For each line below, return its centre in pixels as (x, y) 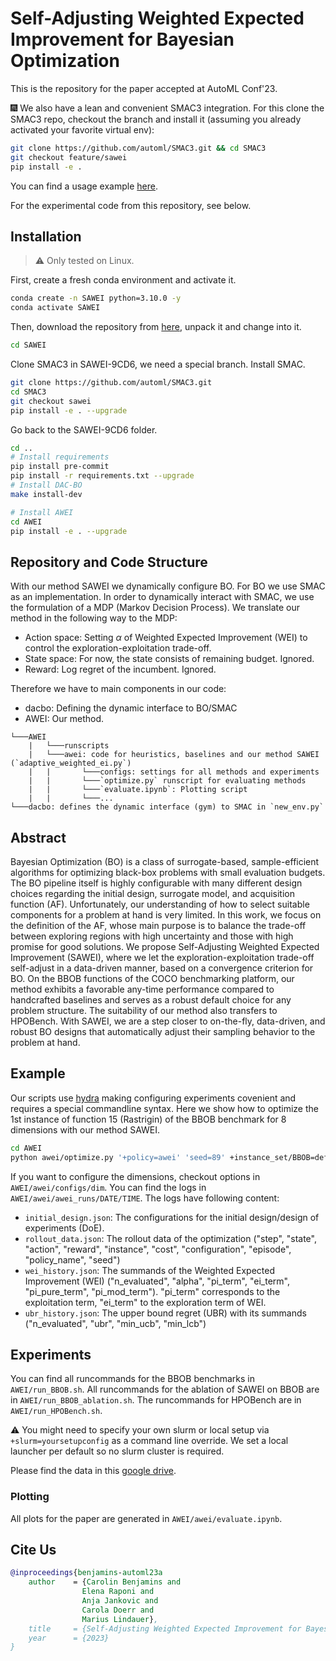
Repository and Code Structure (109, 562)
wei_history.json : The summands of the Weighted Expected (150, 1270)
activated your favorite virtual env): (82, 129)
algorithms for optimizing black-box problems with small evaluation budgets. (168, 872)
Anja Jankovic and (120, 1601)
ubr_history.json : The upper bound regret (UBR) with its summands (165, 1313)
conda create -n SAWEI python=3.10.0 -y (96, 298)
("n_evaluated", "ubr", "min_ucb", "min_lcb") (115, 1323)
